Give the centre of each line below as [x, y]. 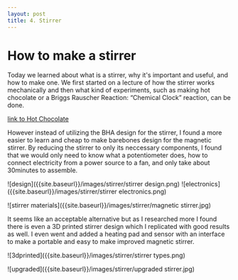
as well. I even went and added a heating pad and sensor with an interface [116, 234]
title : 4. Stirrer [34, 21]
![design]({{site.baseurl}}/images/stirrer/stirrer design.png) [93, 184]
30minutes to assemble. [43, 170]
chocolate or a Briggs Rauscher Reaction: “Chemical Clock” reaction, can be [119, 98]
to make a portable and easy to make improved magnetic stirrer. [101, 242]
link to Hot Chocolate [38, 119]
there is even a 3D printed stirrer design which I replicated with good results [119, 227]
